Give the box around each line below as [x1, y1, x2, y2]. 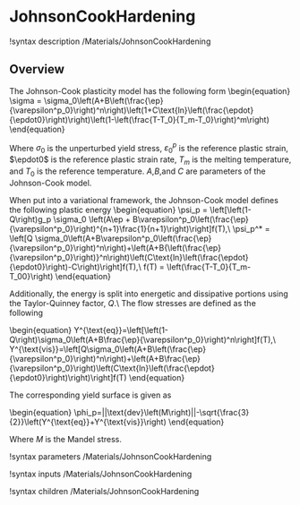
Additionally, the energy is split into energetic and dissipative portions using [9, 288, 288, 299]
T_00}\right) [9, 270, 54, 281]
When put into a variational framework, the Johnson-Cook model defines [9, 194, 279, 205]
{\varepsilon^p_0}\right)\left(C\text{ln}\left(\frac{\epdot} [9, 363, 215, 373]
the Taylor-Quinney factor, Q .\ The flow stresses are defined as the [9, 297, 257, 308]
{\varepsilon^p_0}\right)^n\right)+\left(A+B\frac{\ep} [9, 353, 201, 364]
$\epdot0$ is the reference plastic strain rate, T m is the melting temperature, [9, 154, 292, 167]
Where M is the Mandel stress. [9, 433, 123, 444]
